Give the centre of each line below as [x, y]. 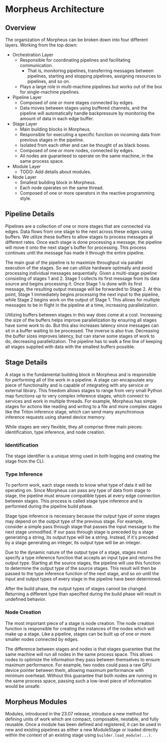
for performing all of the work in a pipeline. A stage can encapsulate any [79, 380]
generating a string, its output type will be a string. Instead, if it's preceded [82, 537]
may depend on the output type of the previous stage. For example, [75, 521]
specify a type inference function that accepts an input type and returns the [83, 558]
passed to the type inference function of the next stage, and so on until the [82, 574]
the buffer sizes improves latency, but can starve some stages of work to [80, 336]
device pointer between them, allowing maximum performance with [75, 670]
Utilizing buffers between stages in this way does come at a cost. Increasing [83, 314]
